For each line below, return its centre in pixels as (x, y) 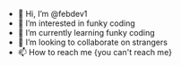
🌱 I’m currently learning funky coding (86, 33)
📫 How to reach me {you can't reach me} (95, 52)
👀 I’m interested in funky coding (77, 23)
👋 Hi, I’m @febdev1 (52, 14)
